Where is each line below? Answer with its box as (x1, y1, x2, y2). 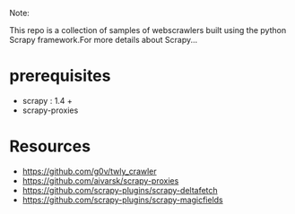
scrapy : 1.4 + (22, 95, 74, 106)
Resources (9, 136, 91, 157)
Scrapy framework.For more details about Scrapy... (9, 35, 198, 45)
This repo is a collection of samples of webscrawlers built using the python (9, 25, 287, 35)
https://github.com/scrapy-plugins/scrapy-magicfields (22, 194, 223, 205)
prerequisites (9, 66, 111, 86)
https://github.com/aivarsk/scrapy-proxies (22, 175, 179, 186)
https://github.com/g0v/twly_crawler (22, 166, 157, 176)
